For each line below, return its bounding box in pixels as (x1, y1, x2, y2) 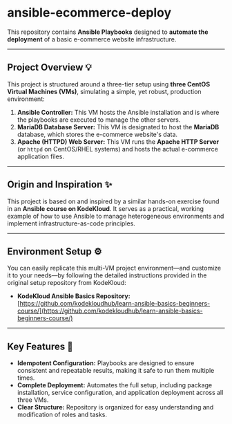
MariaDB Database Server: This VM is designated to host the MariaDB (17, 122, 220, 131)
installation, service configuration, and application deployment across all (17, 389, 224, 397)
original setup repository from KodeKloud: (7, 279, 126, 287)
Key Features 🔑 (7, 340, 74, 352)
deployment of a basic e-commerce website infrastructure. (7, 35, 177, 43)
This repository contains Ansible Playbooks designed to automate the (7, 28, 209, 36)
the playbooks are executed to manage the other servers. (17, 116, 181, 124)
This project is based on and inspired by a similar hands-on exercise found (7, 197, 220, 205)
